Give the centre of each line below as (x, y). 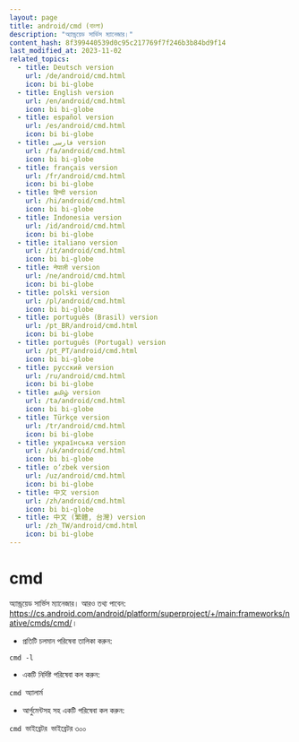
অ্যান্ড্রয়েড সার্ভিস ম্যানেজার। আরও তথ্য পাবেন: (68, 603)
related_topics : (39, 59)
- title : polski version (64, 292)
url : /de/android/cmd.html (76, 76)
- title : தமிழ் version (59, 393)
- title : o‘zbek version (64, 468)
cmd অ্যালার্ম (26, 692)
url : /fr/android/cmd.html (76, 176)
